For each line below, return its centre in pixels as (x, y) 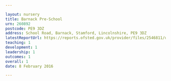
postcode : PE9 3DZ (25, 28)
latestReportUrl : (24, 38)
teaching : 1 (18, 43)
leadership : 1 (20, 52)
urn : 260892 (18, 24)
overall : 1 (17, 61)
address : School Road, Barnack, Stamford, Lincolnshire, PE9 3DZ (76, 33)
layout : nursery (22, 14)
